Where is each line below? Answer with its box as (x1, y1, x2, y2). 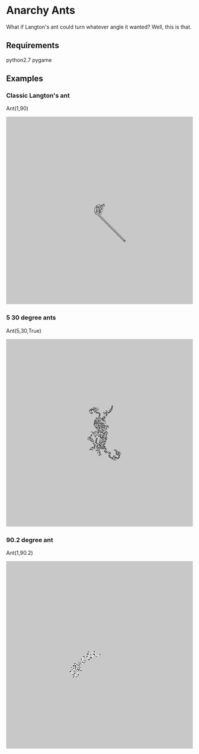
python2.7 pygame (6, 56, 52, 63)
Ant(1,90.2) (6, 549, 34, 556)
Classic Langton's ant (6, 92, 70, 100)
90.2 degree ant (6, 536, 53, 544)
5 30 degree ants (6, 314, 56, 322)
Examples (6, 74, 43, 84)
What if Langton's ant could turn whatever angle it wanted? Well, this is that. (6, 23, 192, 30)
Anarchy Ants (6, 4, 76, 17)
